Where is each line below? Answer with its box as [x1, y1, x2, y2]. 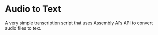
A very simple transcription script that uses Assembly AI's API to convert [5, 20, 153, 26]
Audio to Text [5, 3, 61, 15]
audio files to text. [5, 25, 42, 31]
